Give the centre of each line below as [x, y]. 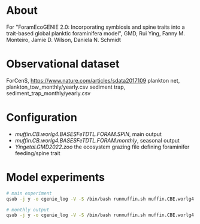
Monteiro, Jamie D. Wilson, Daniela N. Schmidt [64, 40]
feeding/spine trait [38, 153]
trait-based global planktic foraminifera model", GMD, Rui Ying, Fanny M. [96, 33]
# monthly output [28, 210]
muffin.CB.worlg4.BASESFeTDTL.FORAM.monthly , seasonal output [97, 140]
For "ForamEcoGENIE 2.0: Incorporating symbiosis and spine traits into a [96, 27]
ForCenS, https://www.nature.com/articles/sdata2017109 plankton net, [93, 80]
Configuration [42, 118]
